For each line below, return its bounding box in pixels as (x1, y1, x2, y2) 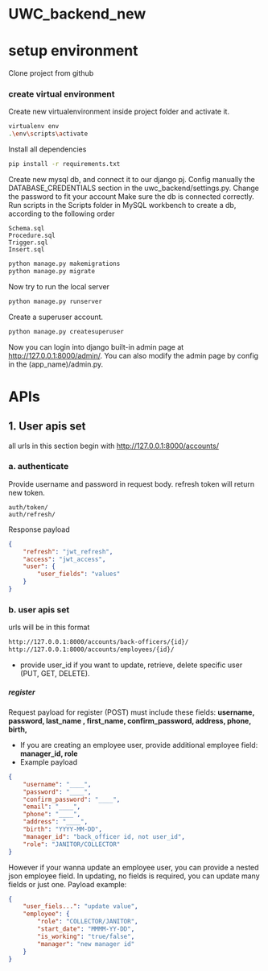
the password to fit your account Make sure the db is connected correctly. (8, 192, 255, 201)
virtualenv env (8, 122, 60, 131)
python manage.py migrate (8, 267, 95, 275)
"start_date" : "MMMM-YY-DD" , (37, 925, 135, 933)
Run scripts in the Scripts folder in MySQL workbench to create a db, (8, 201, 237, 210)
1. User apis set (8, 420, 86, 434)
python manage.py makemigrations (8, 259, 121, 268)
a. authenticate (8, 461, 69, 472)
